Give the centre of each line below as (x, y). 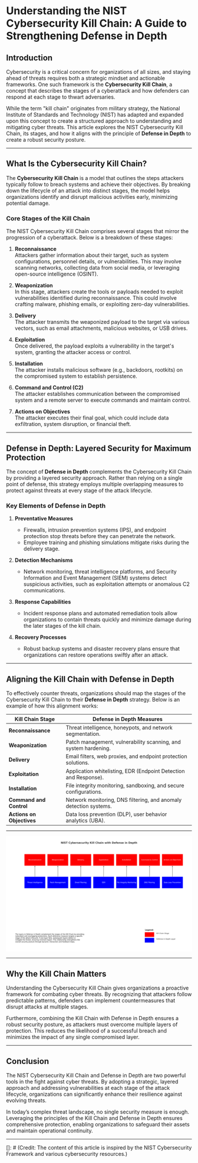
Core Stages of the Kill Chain (48, 218)
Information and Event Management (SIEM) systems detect (95, 578)
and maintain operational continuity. (49, 1131)
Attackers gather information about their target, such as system (92, 255)
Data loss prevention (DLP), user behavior (116, 814)
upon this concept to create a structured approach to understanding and (94, 121)
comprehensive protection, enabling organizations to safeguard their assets (98, 1124)
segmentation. (83, 733)
